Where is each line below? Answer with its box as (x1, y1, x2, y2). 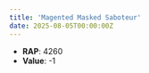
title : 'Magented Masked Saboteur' (9, 12, 142, 22)
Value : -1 (21, 55, 56, 66)
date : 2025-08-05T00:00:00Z (9, 21, 114, 30)
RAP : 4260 (21, 45, 63, 56)
